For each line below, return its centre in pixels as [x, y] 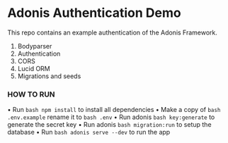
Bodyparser [35, 46]
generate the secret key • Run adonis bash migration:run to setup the [109, 125]
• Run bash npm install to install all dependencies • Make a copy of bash [114, 110]
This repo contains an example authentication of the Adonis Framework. [113, 32]
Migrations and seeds [49, 76]
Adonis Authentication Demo [95, 13]
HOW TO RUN [31, 94]
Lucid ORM [34, 68]
